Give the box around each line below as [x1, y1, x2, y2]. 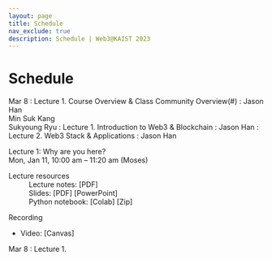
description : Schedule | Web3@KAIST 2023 [8, 34, 151, 43]
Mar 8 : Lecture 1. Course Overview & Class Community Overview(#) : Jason [8, 97, 264, 106]
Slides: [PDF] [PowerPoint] [28, 188, 118, 198]
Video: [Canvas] [19, 228, 75, 238]
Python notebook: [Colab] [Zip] [28, 197, 133, 207]
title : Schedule [8, 19, 63, 28]
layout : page [8, 11, 53, 20]
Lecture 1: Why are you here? [8, 147, 106, 157]
